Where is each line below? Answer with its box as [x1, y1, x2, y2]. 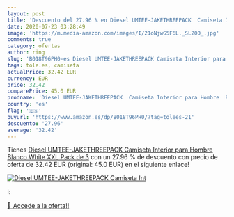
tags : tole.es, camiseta [7, 62, 79, 69]
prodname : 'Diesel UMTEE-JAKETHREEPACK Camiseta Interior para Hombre [7, 95, 219, 102]
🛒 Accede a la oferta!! [7, 202, 70, 210]
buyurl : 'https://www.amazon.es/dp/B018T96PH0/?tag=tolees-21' [7, 113, 195, 120]
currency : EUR [7, 74, 49, 82]
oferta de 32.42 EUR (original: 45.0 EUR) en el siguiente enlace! [7, 161, 190, 169]
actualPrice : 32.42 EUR [7, 68, 77, 75]
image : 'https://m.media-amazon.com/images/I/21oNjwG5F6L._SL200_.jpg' [7, 29, 219, 37]
